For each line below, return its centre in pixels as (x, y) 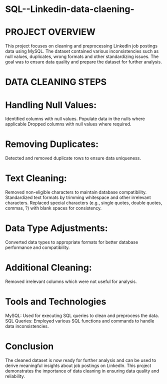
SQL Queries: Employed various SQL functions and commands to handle (80, 320)
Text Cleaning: (36, 178)
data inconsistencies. (27, 326)
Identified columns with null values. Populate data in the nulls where (75, 119)
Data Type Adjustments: (57, 228)
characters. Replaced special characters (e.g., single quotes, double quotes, (84, 203)
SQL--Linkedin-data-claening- (70, 9)
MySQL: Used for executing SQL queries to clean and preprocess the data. (82, 315)
